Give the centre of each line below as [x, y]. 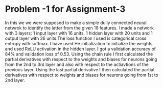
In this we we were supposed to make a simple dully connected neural [76, 23]
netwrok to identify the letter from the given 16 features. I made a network [80, 28]
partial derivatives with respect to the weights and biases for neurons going [81, 59]
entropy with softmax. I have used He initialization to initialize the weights [79, 43]
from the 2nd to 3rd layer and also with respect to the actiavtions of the [77, 64]
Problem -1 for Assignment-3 [65, 9]
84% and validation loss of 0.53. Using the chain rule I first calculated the [79, 54]
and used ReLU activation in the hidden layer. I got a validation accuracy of [81, 49]
